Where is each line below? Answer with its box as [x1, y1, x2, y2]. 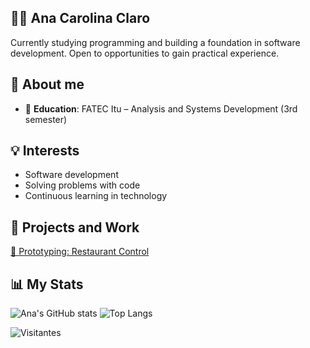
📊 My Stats [10, 276, 84, 293]
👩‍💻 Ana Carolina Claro [10, 10, 151, 27]
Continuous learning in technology [24, 190, 168, 202]
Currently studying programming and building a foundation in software [10, 36, 301, 48]
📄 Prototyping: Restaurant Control [10, 246, 150, 258]
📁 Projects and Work [10, 219, 140, 236]
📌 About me [10, 76, 85, 93]
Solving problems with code [24, 179, 141, 191]
